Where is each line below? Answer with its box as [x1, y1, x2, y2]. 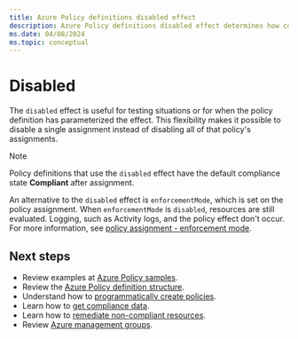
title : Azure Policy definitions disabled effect [9, 12, 197, 22]
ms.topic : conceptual [9, 37, 90, 47]
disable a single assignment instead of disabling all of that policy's [9, 124, 251, 135]
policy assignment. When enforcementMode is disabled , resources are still [9, 204, 275, 215]
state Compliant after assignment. [9, 177, 135, 188]
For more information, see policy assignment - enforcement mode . [9, 223, 253, 233]
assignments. [9, 134, 59, 145]
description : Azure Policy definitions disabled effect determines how [9, 21, 279, 30]
